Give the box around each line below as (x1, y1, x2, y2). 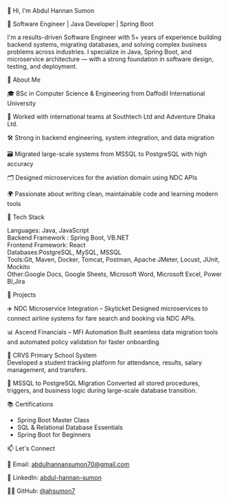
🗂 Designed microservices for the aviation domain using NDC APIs (7, 174, 198, 181)
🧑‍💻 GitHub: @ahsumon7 (7, 487, 76, 494)
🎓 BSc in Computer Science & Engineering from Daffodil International (7, 89, 205, 98)
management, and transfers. (7, 366, 87, 374)
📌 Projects (7, 290, 36, 299)
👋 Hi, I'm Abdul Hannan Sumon (7, 7, 95, 14)
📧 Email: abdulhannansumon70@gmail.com (7, 460, 130, 468)
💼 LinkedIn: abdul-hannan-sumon (7, 474, 102, 481)
